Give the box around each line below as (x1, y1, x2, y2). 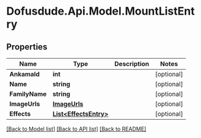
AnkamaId (9, 70, 40, 78)
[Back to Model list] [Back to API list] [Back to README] (6, 125, 147, 133)
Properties (6, 42, 48, 52)
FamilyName (9, 90, 47, 98)
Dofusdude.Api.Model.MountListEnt (6, 4, 195, 18)
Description (114, 60, 150, 68)
